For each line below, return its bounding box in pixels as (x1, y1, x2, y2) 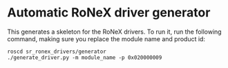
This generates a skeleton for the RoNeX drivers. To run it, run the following (7, 27, 222, 36)
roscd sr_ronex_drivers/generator (7, 48, 107, 55)
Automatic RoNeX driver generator (7, 5, 211, 21)
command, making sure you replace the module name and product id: (7, 34, 206, 43)
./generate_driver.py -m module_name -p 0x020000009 (7, 54, 162, 61)
